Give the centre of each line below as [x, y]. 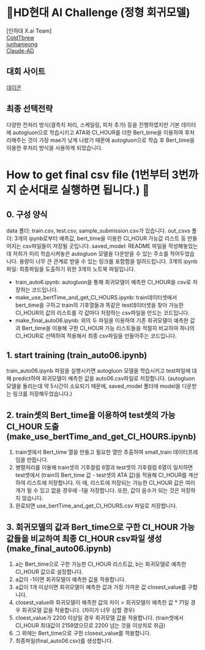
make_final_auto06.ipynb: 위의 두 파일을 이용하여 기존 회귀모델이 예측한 [102, 320]
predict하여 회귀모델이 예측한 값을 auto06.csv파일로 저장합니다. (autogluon [104, 379]
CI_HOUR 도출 [33, 426]
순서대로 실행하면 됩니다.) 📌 [84, 190]
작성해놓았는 [183, 246]
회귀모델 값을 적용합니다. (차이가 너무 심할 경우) [79, 610]
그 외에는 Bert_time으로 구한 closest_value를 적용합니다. [83, 633]
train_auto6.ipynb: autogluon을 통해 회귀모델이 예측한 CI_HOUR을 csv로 [103, 282]
